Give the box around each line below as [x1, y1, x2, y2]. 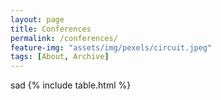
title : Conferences [10, 24, 92, 34]
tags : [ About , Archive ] [10, 52, 110, 62]
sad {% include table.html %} [10, 79, 132, 91]
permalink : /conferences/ [10, 33, 118, 43]
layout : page [10, 14, 65, 25]
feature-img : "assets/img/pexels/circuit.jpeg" [10, 42, 213, 53]
